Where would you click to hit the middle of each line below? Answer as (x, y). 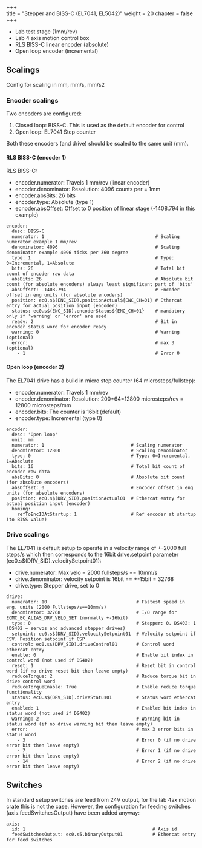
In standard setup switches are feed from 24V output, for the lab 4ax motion (101, 799)
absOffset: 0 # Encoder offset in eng (103, 487)
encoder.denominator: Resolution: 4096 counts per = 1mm (88, 189)
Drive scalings (28, 535)
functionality (24, 692)
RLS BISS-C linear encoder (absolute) (62, 44)
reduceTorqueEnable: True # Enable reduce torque (104, 687)
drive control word (31, 681)
